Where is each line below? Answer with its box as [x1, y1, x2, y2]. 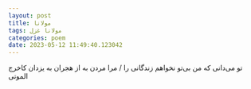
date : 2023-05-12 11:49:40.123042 [8, 41, 124, 49]
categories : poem [8, 33, 66, 42]
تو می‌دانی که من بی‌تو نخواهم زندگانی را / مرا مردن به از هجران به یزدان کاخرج [8, 63, 243, 72]
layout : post [8, 11, 52, 20]
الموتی [8, 72, 29, 81]
